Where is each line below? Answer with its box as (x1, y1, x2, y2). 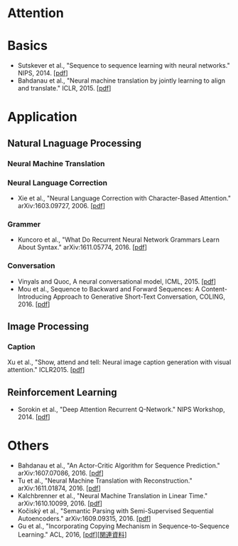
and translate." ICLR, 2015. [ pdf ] (17, 84, 112, 93)
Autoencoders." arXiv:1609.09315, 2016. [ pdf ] (17, 514, 151, 522)
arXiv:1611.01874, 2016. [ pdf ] (17, 483, 101, 493)
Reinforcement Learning (7, 386, 117, 398)
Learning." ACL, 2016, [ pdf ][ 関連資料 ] (17, 530, 127, 539)
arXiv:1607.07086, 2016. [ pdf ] (17, 468, 104, 477)
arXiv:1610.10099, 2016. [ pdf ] (17, 499, 103, 508)
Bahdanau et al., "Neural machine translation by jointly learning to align (17, 76, 226, 85)
